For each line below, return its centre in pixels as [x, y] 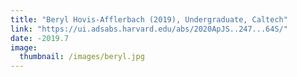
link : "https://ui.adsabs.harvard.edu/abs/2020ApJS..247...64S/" [149, 29]
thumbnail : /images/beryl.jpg [82, 57]
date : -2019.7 [40, 38]
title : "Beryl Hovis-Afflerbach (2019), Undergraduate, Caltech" [149, 19]
